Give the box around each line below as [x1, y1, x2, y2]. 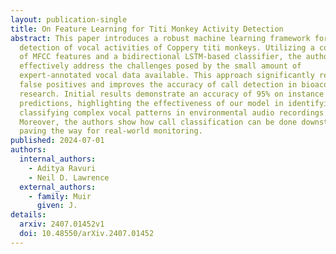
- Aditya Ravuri [28, 163, 97, 173]
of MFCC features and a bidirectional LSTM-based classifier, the [19, 52, 302, 62]
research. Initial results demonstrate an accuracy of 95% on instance [19, 89, 325, 99]
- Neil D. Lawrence [28, 172, 110, 183]
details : [10, 210, 47, 220]
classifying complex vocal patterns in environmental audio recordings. [19, 107, 329, 118]
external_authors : [19, 182, 97, 192]
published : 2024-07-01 [10, 136, 105, 146]
